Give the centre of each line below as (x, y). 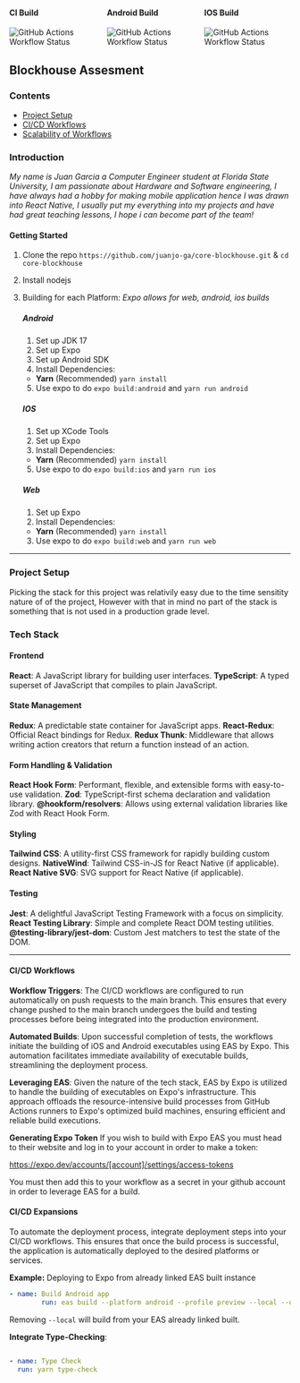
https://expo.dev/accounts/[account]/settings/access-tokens (121, 1165)
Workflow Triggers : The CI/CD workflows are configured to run (126, 990)
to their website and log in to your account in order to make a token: (134, 1147)
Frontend (27, 656)
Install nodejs (46, 280)
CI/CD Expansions (44, 1212)
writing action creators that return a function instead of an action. (129, 744)
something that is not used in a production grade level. (109, 611)
